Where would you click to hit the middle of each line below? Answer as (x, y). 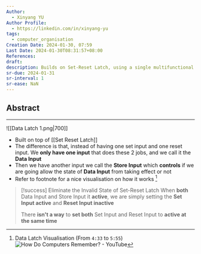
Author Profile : (26, 23)
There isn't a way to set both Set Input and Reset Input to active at (103, 215)
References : (21, 56)
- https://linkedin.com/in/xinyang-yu (60, 28)
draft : (14, 62)
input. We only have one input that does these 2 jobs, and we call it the (103, 152)
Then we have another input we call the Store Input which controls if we (104, 165)
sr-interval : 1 (25, 78)
